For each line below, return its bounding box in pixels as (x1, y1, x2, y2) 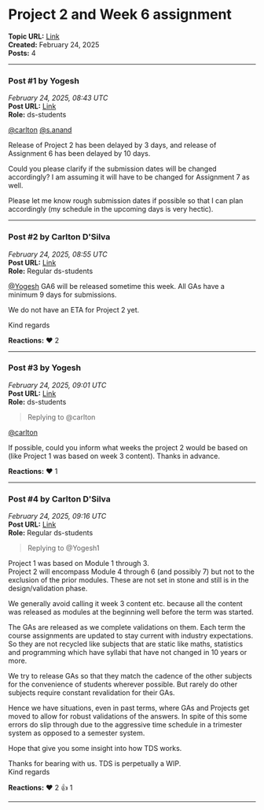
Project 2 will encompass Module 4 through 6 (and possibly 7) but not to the (8, 567, 255, 576)
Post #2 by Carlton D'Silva (8, 231, 111, 242)
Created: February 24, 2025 (8, 39, 100, 49)
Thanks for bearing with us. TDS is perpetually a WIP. (8, 759, 181, 768)
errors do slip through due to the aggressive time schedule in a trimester (8, 720, 243, 730)
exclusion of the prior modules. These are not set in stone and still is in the (8, 575, 249, 585)
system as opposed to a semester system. (8, 728, 145, 738)
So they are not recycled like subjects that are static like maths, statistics (8, 639, 244, 649)
